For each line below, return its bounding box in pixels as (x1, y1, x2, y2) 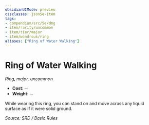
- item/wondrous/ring (5, 35, 49, 39)
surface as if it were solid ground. (5, 106, 73, 111)
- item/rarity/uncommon (5, 25, 54, 30)
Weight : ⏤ (12, 90, 33, 96)
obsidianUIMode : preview (5, 7, 56, 12)
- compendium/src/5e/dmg (5, 20, 56, 26)
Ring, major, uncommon (5, 76, 53, 82)
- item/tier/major (5, 30, 42, 35)
